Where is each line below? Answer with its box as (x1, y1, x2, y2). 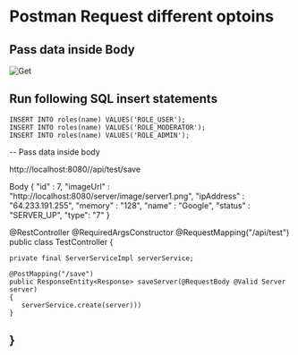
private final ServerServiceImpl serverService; (9, 253, 194, 263)
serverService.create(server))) (21, 300, 142, 309)
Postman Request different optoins (9, 6, 275, 27)
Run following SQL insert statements (9, 91, 217, 106)
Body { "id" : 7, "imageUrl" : (9, 181, 110, 191)
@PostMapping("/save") (9, 269, 94, 278)
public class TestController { (9, 236, 114, 247)
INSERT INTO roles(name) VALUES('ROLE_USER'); (9, 114, 186, 124)
